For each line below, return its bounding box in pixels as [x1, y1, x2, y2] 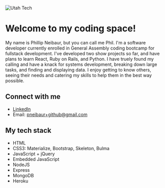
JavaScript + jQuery [12, 151, 55, 157]
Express [12, 167, 30, 173]
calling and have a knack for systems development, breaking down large [5, 61, 157, 67]
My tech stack [5, 126, 52, 135]
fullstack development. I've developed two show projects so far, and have [5, 50, 160, 56]
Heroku [12, 178, 29, 184]
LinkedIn [12, 106, 31, 112]
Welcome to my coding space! [5, 23, 136, 34]
